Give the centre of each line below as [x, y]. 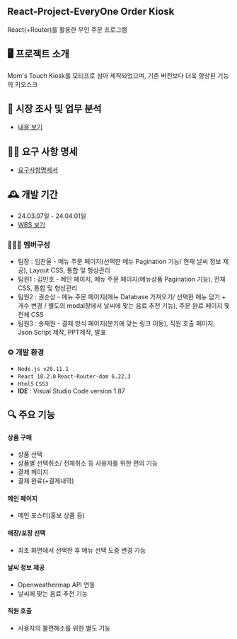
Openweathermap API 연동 [56, 585]
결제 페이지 [33, 472]
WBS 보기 [31, 225]
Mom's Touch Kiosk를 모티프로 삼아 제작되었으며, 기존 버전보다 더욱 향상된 [111, 75]
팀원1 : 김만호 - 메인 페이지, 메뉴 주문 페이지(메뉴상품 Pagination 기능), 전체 [122, 280]
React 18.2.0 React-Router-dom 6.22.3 [74, 376]
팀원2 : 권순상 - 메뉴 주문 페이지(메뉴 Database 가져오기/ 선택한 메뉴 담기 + [122, 297]
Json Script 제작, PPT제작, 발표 [62, 333]
